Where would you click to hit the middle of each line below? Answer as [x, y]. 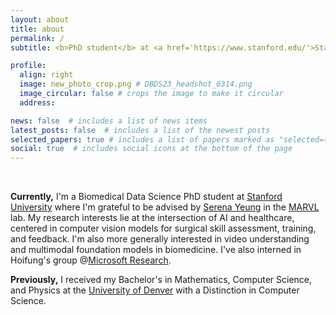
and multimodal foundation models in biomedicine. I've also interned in [156, 250]
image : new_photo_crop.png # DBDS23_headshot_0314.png [136, 84]
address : [37, 102]
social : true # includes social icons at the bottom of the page [151, 149]
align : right [46, 75]
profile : [28, 66]
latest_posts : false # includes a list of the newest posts [140, 130]
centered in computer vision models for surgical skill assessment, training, [163, 228]
